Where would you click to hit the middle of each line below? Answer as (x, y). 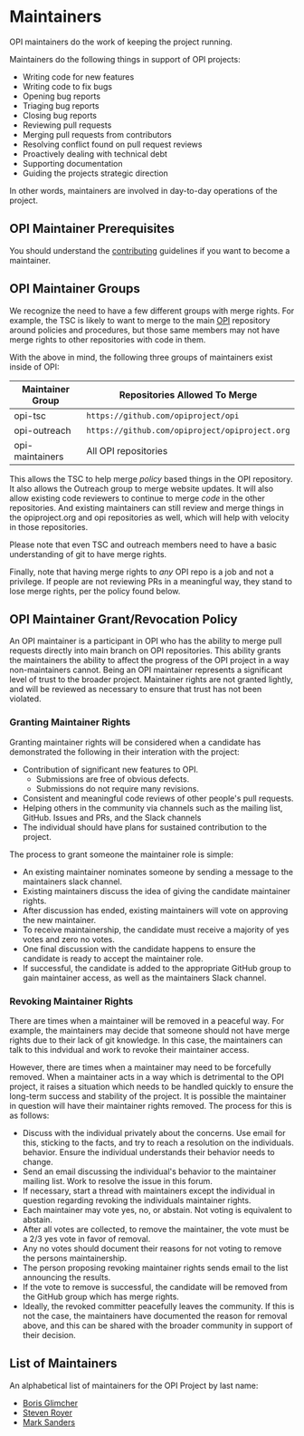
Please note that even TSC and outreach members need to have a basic (143, 545)
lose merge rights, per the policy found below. (95, 591)
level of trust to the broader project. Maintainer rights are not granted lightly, (152, 679)
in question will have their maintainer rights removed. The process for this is (151, 1105)
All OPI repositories (127, 450)
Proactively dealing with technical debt (95, 154)
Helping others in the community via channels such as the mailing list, (152, 807)
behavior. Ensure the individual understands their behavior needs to (148, 1152)
